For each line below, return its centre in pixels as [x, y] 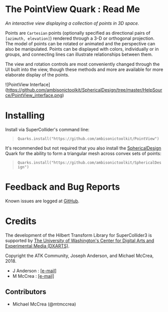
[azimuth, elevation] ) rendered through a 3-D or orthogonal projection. [80, 38]
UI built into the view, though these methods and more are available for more [84, 69]
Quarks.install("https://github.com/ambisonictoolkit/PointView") [88, 139]
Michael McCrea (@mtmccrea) [44, 304]
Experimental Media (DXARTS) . [37, 246]
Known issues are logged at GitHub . [42, 201]
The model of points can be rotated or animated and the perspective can [80, 43]
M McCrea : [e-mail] [33, 276]
